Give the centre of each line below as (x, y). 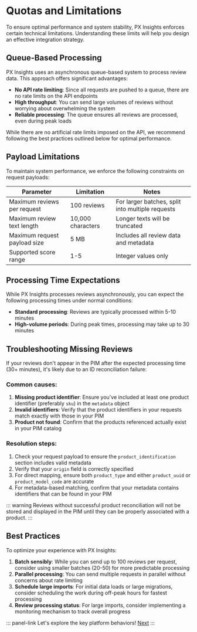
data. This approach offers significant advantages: (67, 78)
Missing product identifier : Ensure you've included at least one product (102, 397)
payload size (26, 243)
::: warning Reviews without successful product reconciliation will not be (93, 505)
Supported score (32, 252)
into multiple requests (146, 209)
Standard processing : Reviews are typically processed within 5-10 (95, 312)
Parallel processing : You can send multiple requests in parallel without (100, 574)
